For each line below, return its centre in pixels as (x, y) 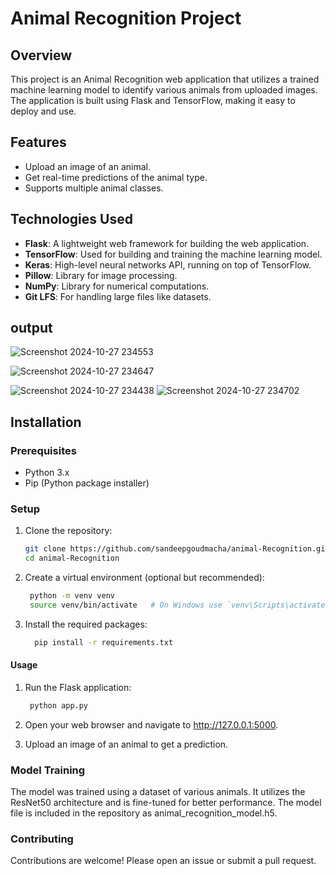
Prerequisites (43, 450)
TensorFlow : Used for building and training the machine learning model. (173, 254)
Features (38, 142)
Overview (41, 55)
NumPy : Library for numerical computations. (117, 286)
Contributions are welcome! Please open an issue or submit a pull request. (163, 861)
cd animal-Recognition (72, 558)
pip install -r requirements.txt (104, 642)
